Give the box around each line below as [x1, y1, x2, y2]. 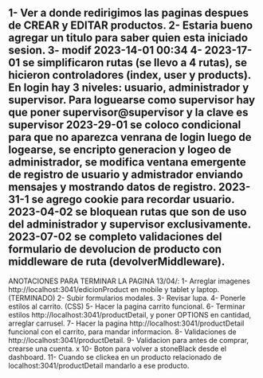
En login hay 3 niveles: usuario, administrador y [8, 81, 249, 95]
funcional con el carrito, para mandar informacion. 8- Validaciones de [8, 326, 237, 337]
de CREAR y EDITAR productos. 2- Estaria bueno [8, 19, 253, 33]
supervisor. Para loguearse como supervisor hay [8, 93, 256, 107]
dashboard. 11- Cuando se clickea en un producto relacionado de [8, 352, 222, 361]
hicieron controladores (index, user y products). [8, 68, 251, 82]
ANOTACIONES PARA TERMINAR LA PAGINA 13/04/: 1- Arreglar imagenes [8, 276, 251, 286]
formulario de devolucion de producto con [8, 243, 222, 256]
